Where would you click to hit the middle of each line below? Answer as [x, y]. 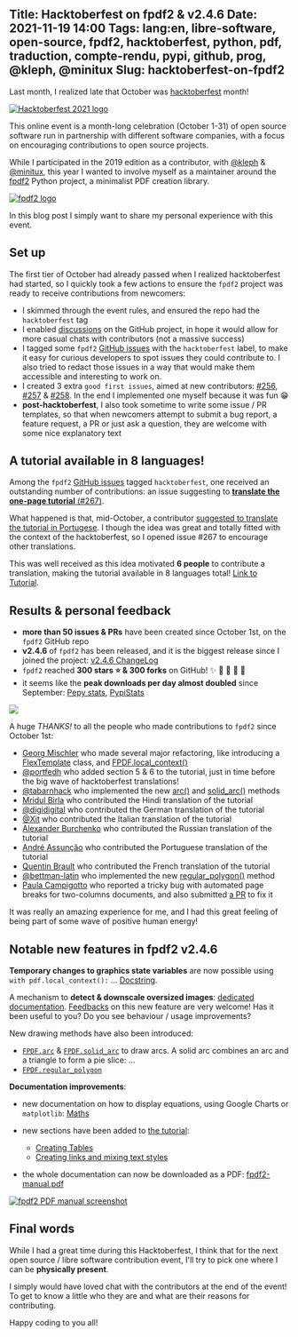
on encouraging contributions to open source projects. [109, 145]
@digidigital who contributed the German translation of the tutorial [143, 810]
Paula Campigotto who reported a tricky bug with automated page [143, 885]
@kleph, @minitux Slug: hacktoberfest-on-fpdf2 [147, 70]
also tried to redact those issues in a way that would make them [138, 367]
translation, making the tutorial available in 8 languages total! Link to [133, 573]
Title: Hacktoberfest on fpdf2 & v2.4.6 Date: [133, 15]
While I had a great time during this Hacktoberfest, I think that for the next [144, 1250]
